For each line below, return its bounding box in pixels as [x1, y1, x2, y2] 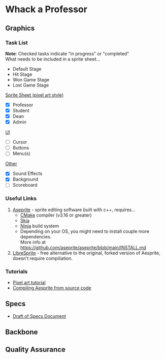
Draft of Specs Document [12, 313, 66, 319]
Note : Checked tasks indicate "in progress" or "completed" [5, 50, 129, 56]
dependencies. [20, 233, 52, 240]
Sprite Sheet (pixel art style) [5, 92, 64, 98]
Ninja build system [20, 223, 59, 229]
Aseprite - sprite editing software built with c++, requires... [12, 206, 136, 213]
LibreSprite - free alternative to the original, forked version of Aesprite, [12, 250, 161, 256]
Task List [5, 39, 28, 46]
